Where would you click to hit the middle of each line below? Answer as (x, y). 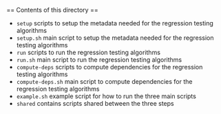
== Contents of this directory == (52, 10)
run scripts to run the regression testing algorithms (88, 52)
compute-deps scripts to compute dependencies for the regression (109, 67)
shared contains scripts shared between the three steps (95, 103)
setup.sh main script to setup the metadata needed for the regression (115, 38)
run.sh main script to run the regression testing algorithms (99, 60)
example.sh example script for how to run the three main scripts (106, 96)
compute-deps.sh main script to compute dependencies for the (104, 81)
